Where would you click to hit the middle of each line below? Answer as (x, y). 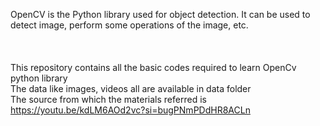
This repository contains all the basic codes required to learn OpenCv (153, 67)
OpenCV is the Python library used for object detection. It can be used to (160, 14)
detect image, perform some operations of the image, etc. (129, 25)
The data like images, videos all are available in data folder (131, 88)
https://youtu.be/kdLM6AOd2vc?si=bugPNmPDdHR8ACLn (130, 110)
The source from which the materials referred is (108, 99)
